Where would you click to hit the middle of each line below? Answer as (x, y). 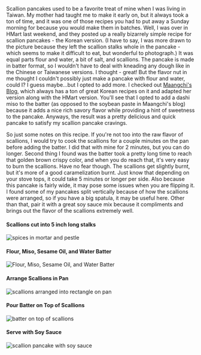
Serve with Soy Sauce (34, 332)
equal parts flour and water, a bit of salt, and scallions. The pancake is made (100, 59)
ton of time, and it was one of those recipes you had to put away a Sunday (98, 21)
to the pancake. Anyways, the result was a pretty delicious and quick (91, 117)
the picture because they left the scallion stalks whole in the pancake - (93, 47)
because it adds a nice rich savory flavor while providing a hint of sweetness (100, 110)
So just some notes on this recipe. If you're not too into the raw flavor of (95, 134)
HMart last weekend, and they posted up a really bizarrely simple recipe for (99, 34)
